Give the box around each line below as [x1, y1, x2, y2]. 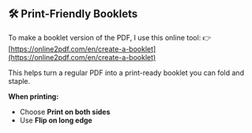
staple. [8, 76, 31, 85]
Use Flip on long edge [19, 115, 92, 125]
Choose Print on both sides [19, 107, 111, 116]
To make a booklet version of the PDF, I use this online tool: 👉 [8, 32, 212, 42]
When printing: [8, 91, 59, 101]
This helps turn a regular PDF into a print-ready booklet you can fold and [8, 67, 245, 78]
